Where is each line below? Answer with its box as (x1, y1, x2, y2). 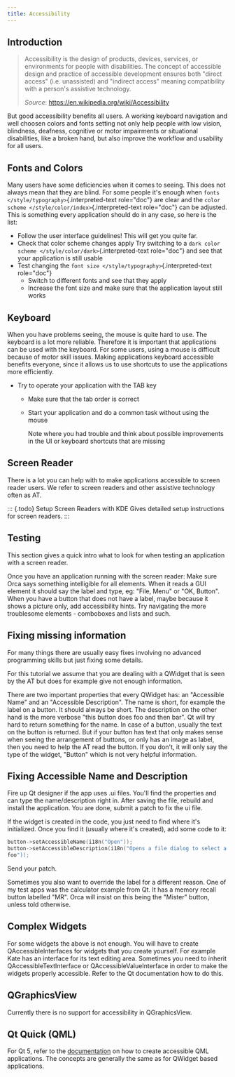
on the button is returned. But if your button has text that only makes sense (7, 727, 224, 736)
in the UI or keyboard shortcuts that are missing (27, 437, 166, 446)
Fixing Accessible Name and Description (7, 770, 188, 782)
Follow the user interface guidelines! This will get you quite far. (17, 232, 198, 240)
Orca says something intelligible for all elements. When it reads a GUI (7, 579, 206, 588)
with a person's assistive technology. (24, 85, 131, 93)
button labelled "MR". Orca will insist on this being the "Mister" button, (7, 892, 210, 901)
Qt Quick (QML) (7, 1028, 77, 1040)
